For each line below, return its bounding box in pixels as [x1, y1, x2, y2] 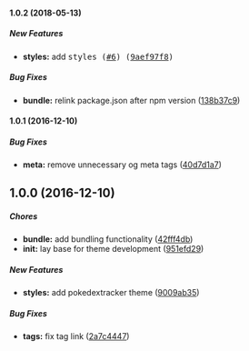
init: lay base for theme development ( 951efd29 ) [22, 244, 204, 255]
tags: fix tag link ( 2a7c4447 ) [22, 331, 130, 342]
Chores [9, 211, 38, 222]
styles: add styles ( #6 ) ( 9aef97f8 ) [22, 51, 174, 62]
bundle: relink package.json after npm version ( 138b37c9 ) [22, 95, 241, 105]
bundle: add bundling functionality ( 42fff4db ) [22, 234, 194, 245]
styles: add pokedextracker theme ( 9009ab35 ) [22, 287, 200, 298]
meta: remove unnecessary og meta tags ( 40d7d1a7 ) [22, 159, 223, 170]
